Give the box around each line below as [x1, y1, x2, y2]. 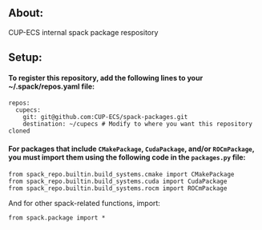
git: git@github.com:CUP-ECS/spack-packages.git [22, 113, 188, 121]
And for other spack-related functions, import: [8, 198, 160, 208]
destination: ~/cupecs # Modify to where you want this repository [22, 120, 252, 129]
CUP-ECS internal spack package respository [8, 27, 159, 37]
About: [8, 6, 44, 20]
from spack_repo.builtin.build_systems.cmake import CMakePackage [8, 170, 235, 178]
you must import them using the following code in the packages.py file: [8, 153, 246, 162]
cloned [8, 127, 30, 135]
